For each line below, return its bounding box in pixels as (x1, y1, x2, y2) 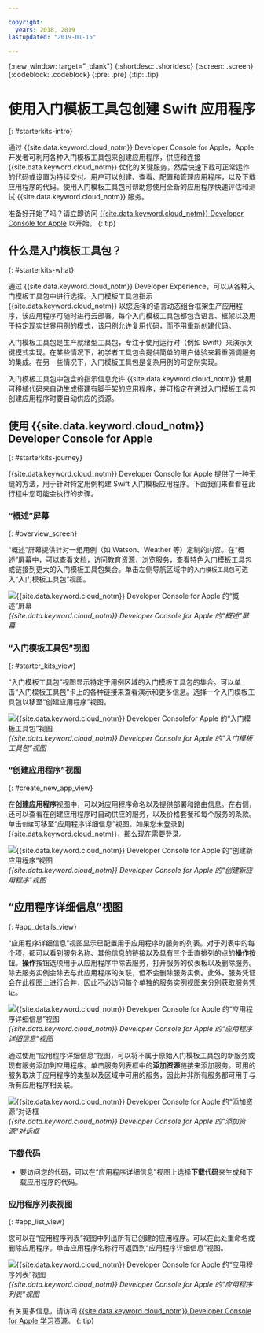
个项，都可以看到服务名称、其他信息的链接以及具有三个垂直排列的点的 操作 (8, 948, 249, 957)
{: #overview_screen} (8, 529, 78, 538)
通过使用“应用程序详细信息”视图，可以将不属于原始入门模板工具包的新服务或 (8, 1050, 255, 1060)
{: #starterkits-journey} (8, 452, 83, 462)
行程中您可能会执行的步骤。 (8, 488, 98, 498)
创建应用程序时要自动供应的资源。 (8, 394, 119, 403)
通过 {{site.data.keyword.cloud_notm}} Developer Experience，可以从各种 (8, 281, 248, 291)
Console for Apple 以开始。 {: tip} (8, 218, 116, 228)
